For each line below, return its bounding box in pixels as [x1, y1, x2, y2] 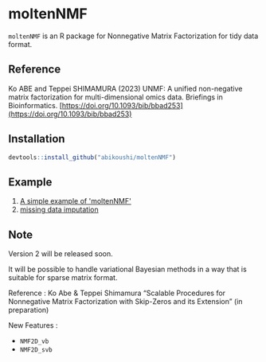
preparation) [8, 306, 49, 315]
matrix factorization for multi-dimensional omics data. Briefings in [8, 92, 223, 102]
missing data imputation [19, 204, 99, 215]
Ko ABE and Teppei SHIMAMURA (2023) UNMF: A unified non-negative [8, 84, 243, 93]
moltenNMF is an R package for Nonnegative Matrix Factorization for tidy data [8, 31, 259, 41]
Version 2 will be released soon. [8, 249, 113, 259]
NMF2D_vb [19, 337, 49, 346]
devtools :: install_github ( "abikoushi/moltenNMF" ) [8, 153, 177, 162]
